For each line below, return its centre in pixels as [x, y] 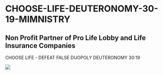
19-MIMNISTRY [38, 19]
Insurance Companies [40, 45]
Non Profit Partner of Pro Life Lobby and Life [76, 38]
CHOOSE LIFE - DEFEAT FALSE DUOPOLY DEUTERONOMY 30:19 [73, 57]
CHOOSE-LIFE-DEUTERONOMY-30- [82, 9]
